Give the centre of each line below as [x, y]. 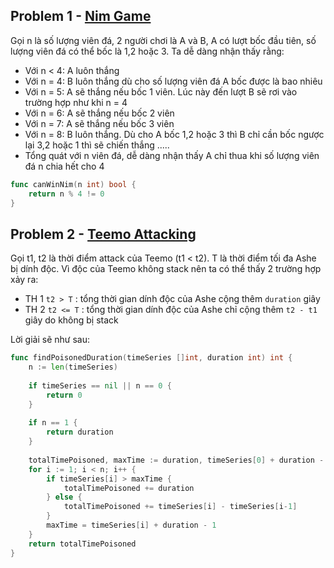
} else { [64, 497]
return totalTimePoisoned [82, 544]
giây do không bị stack [71, 320]
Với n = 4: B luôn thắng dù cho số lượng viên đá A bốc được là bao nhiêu [173, 81]
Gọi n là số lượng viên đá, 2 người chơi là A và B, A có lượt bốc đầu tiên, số [163, 40]
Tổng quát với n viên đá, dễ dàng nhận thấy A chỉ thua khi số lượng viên [172, 155]
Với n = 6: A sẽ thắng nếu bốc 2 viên [99, 113]
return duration [80, 432]
